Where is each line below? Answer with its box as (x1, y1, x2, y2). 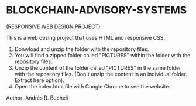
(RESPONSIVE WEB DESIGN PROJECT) (6, 23, 101, 30)
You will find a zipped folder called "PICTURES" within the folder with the (14, 52, 191, 59)
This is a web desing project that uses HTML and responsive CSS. (6, 34, 166, 41)
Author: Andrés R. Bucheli (6, 94, 68, 101)
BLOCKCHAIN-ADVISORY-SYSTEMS (6, 4, 187, 17)
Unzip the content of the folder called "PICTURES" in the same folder (14, 64, 181, 71)
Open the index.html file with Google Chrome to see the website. (14, 83, 171, 90)
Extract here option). (14, 77, 64, 84)
